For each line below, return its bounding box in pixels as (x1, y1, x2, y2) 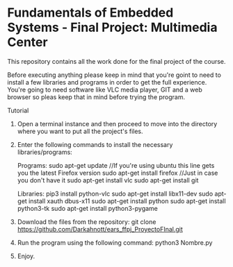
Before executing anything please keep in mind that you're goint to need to (7, 71, 221, 79)
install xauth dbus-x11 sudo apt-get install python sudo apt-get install (29, 196, 226, 205)
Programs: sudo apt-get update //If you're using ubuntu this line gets (17, 161, 215, 169)
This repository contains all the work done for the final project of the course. (7, 57, 226, 65)
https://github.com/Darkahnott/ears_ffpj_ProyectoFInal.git (17, 225, 183, 233)
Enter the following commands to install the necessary (17, 140, 173, 148)
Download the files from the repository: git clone (17, 217, 156, 226)
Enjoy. (17, 252, 35, 260)
